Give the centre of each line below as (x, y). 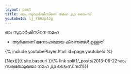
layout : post (18, 9)
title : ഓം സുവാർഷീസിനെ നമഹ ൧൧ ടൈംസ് (48, 14)
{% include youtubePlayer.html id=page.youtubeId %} (59, 52)
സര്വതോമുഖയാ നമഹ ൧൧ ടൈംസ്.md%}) (47, 66)
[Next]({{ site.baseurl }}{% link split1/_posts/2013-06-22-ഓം (65, 61)
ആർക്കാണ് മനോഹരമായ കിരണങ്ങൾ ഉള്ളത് (58, 42)
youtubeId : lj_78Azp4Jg (29, 18)
